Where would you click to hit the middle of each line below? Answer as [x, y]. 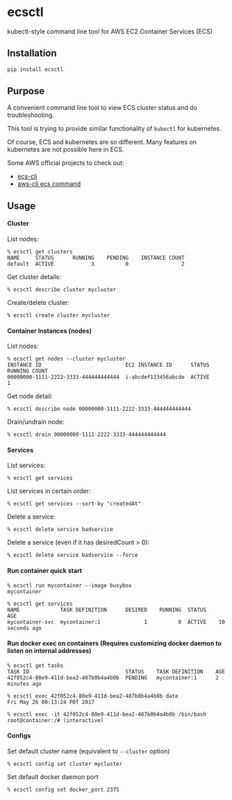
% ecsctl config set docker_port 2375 [63, 790]
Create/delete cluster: [38, 303]
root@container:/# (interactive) [56, 720]
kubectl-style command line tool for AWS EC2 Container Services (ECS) [110, 31]
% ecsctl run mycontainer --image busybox [69, 586]
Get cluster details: [34, 277]
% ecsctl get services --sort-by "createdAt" [74, 504]
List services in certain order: [49, 491]
